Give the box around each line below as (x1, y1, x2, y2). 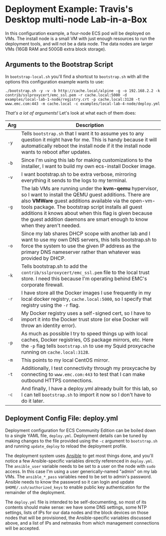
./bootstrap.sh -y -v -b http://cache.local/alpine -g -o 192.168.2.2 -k (5, 88, 161, 93)
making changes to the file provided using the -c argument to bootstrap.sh (5, 438, 158, 444)
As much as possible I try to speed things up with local (21, 330, 148, 337)
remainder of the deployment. (5, 489, 66, 495)
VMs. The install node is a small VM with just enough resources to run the (5, 36, 155, 41)
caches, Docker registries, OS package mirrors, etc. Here (21, 336, 154, 343)
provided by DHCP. (21, 254, 66, 261)
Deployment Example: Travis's (5, 3, 133, 15)
